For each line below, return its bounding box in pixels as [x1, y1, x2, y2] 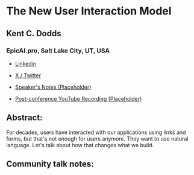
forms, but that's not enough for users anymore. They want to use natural [6, 135, 189, 142]
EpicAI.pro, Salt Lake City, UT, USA [6, 46, 110, 55]
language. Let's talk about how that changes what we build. [6, 141, 154, 148]
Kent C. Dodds [6, 28, 61, 39]
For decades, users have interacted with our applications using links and [6, 129, 186, 136]
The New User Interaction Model [6, 4, 172, 18]
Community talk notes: [6, 159, 94, 170]
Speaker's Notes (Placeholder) [14, 83, 92, 91]
